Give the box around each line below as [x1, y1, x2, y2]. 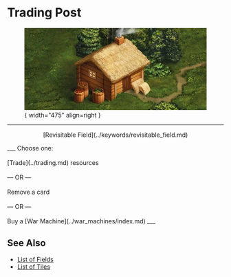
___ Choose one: [7, 144, 54, 153]
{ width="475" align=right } [24, 111, 101, 120]
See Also [7, 237, 46, 249]
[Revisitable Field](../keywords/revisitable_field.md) [43, 131, 188, 139]
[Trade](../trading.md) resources [7, 159, 99, 167]
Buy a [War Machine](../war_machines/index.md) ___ [7, 217, 156, 225]
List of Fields [16, 256, 54, 264]
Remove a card [7, 188, 50, 197]
